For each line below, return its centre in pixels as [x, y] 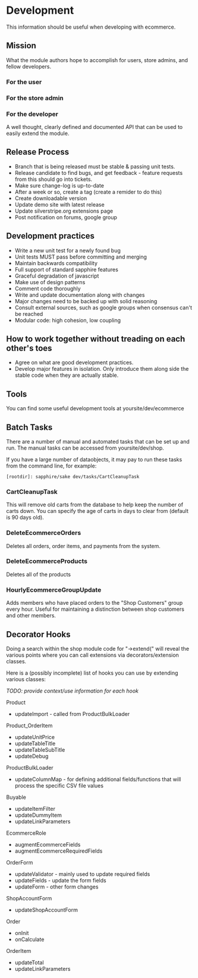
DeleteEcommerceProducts [47, 561]
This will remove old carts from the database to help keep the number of [95, 505]
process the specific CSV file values [59, 785]
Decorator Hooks [38, 634]
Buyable [16, 797]
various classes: [26, 679]
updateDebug [32, 756]
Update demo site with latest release [60, 204]
